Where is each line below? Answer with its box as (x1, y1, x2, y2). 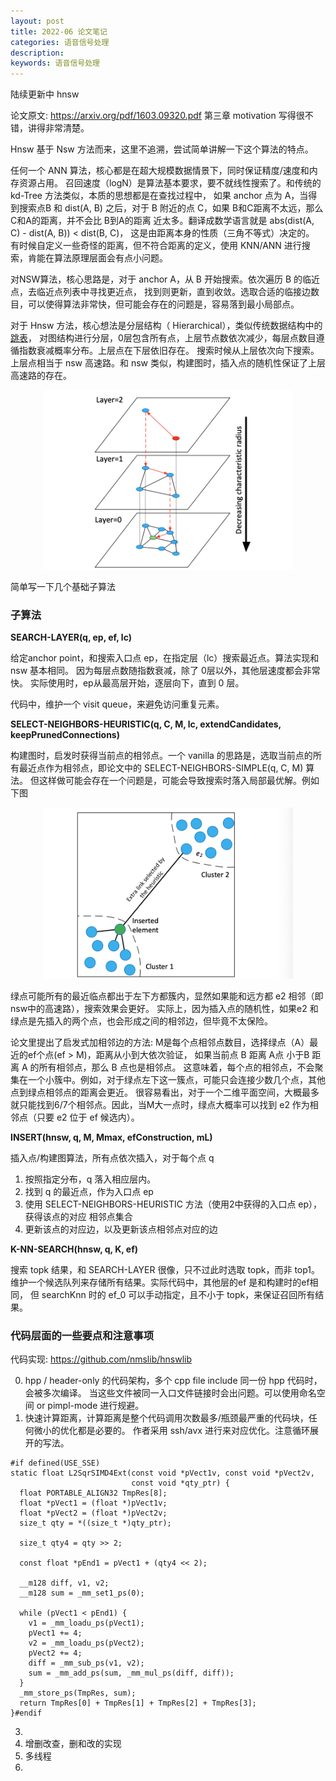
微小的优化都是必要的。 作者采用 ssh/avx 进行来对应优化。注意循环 (33, 1425, 310, 1437)
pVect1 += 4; (28, 1628, 83, 1639)
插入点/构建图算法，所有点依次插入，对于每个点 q (10, 1152, 215, 1164)
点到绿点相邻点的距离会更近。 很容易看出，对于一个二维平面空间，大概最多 (10, 1086, 320, 1098)
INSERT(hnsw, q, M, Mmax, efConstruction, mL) (10, 1131, 213, 1143)
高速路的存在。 (10, 370, 72, 382)
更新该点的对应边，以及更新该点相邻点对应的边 (24, 1223, 218, 1235)
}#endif (10, 1708, 43, 1719)
